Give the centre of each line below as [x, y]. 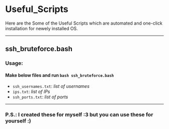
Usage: [14, 63]
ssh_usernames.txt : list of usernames [51, 86]
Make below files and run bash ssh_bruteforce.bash [60, 75]
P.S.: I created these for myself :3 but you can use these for [79, 115]
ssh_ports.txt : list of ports [40, 97]
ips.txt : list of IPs [31, 92]
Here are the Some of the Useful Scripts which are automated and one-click [84, 23]
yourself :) [18, 121]
